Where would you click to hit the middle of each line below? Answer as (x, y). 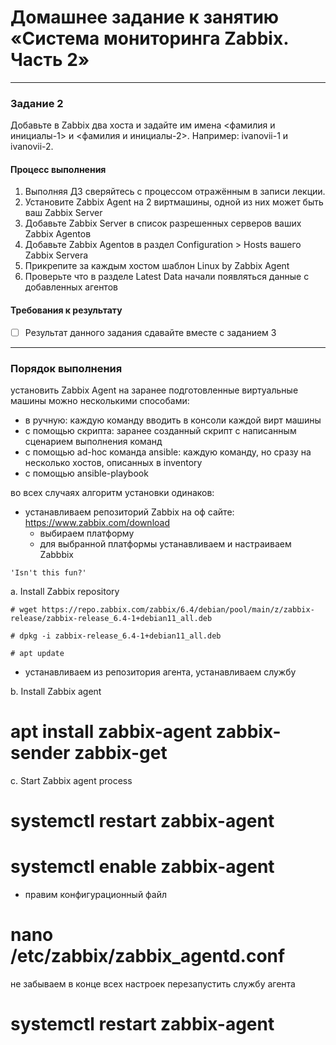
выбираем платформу (87, 533)
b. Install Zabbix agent (56, 691)
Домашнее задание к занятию (145, 17)
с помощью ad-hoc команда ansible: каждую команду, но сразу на (168, 452)
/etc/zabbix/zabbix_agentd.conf (148, 956)
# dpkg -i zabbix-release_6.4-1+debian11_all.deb (116, 636)
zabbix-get (121, 753)
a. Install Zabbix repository (65, 591)
